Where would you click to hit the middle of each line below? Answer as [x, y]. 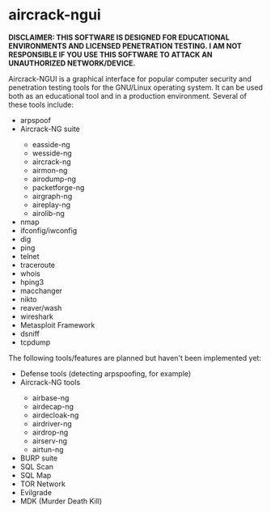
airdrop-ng [50, 432]
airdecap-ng [53, 406]
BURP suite [39, 458]
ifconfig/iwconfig [49, 230]
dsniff [30, 333]
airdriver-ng [52, 423]
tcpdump [35, 342]
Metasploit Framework [57, 324]
